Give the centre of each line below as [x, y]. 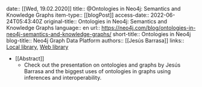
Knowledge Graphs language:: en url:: [53, 28]
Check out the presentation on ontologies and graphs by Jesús [102, 65]
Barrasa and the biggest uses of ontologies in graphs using [97, 71]
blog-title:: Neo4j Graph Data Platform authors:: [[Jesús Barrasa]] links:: [95, 40]
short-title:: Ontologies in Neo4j [152, 34]
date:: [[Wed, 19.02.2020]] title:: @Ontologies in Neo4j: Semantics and [93, 9]
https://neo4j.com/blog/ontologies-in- [149, 28]
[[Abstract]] [30, 58]
